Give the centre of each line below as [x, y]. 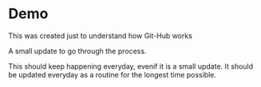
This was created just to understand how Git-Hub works [101, 36]
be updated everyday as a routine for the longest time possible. [113, 74]
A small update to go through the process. [77, 51]
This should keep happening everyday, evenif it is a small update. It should [131, 66]
